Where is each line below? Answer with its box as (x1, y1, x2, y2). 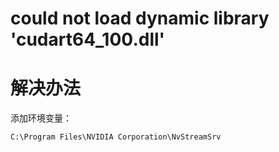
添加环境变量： (10, 112, 72, 124)
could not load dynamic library (10, 7, 270, 30)
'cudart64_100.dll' (10, 28, 166, 51)
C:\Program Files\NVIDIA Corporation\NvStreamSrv (10, 132, 222, 142)
